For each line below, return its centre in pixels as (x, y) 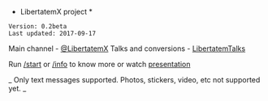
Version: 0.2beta (38, 27)
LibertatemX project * (56, 12)
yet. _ (17, 88)
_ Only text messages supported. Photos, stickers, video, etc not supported (134, 80)
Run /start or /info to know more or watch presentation (99, 64)
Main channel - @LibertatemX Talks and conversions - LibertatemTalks (127, 48)
